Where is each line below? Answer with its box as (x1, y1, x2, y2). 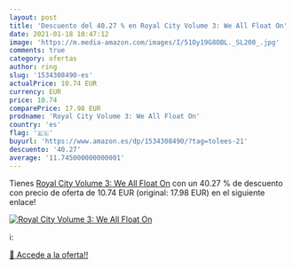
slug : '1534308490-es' (9, 71, 93, 80)
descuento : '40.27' (9, 145, 82, 154)
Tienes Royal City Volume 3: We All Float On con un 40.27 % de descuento (9, 178, 283, 188)
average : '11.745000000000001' (9, 153, 125, 162)
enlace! (9, 196, 36, 207)
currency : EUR (9, 87, 62, 96)
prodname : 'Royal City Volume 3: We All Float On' (9, 112, 201, 121)
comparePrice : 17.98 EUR (9, 104, 101, 113)
